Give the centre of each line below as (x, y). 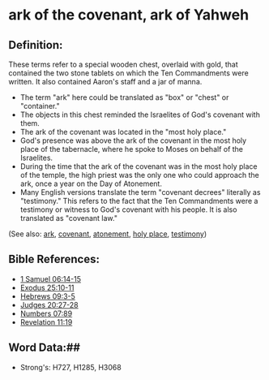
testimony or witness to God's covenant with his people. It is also (128, 209)
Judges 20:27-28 (49, 304)
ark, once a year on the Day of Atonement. (91, 184)
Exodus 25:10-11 (47, 287)
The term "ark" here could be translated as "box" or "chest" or (124, 97)
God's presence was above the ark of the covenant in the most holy (133, 140)
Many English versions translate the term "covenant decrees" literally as (140, 192)
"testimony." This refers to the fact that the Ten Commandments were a (139, 201)
